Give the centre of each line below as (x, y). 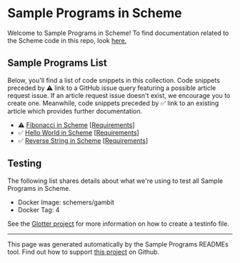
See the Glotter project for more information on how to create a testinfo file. (119, 224)
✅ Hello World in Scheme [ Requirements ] (78, 132)
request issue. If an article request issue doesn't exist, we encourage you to (119, 95)
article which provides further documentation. (75, 111)
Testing (25, 163)
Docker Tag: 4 (39, 209)
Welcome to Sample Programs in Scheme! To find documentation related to (118, 33)
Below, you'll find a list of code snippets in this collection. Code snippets (114, 80)
